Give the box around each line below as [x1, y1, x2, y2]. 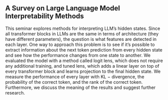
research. [5, 89, 25, 95]
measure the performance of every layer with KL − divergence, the [5, 73, 145, 80]
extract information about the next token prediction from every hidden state [5, 46, 163, 53]
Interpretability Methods [5, 12, 85, 21]
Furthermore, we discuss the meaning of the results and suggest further [5, 84, 156, 90]
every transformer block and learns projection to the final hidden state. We [5, 68, 161, 74]
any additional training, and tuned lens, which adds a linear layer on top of [5, 63, 159, 69]
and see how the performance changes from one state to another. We [5, 52, 151, 58]
